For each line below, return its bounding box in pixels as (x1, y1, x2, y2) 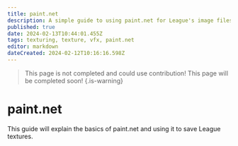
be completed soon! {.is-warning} (24, 76, 124, 85)
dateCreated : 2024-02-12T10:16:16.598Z (7, 50, 125, 57)
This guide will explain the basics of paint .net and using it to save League (7, 124, 221, 133)
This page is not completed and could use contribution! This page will (24, 68, 229, 78)
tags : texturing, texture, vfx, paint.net (7, 37, 135, 44)
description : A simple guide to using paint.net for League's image (7, 17, 214, 24)
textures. (7, 132, 33, 140)
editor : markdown (7, 43, 59, 50)
